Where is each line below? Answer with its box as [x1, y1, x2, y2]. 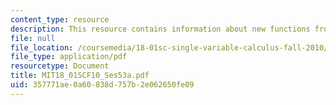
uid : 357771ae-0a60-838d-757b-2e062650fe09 [10, 80, 195, 90]
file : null [10, 33, 56, 43]
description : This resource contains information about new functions [10, 24, 311, 34]
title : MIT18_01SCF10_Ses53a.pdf [10, 71, 150, 81]
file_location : [10, 42, 74, 53]
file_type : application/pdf [10, 52, 128, 62]
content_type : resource [10, 14, 110, 25]
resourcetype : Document [10, 61, 110, 71]
